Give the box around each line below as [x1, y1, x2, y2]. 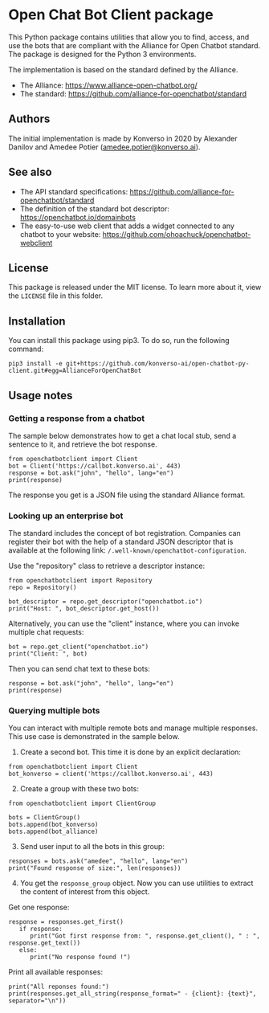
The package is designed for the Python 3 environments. [8, 49, 197, 59]
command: [8, 344, 44, 354]
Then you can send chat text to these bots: [8, 664, 150, 674]
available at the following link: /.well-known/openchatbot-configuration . [8, 545, 247, 555]
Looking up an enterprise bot [8, 510, 124, 521]
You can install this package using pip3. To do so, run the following [8, 336, 230, 345]
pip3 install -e [8, 360, 63, 368]
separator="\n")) [8, 997, 67, 1005]
